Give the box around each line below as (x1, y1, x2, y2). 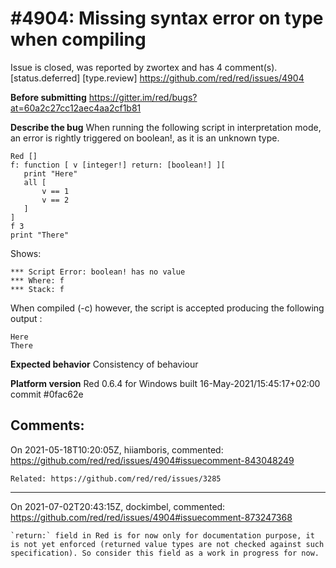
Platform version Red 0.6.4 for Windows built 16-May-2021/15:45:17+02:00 (10, 377, 321, 389)
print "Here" (23, 168, 78, 179)
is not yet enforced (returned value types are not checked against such (10, 539, 325, 549)
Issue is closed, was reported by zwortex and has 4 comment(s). (10, 61, 278, 73)
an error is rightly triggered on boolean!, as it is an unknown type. (10, 132, 280, 144)
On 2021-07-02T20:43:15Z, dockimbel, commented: (10, 500, 226, 512)
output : (10, 312, 43, 324)
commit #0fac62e (10, 388, 84, 400)
